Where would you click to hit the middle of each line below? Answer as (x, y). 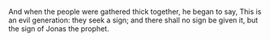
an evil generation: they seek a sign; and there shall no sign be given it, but (133, 20)
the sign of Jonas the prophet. (59, 29)
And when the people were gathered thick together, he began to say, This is (135, 12)
